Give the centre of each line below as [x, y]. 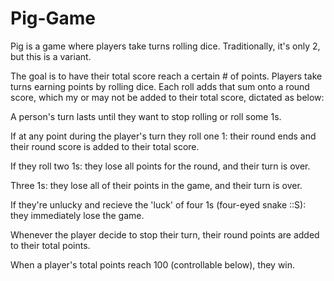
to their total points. [50, 245]
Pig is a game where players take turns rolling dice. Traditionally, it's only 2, [165, 46]
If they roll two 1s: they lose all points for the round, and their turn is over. [160, 166]
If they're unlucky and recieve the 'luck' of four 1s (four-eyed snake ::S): [158, 204]
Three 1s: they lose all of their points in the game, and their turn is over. [156, 185]
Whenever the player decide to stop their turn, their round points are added [165, 234]
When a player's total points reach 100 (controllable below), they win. [153, 264]
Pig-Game [53, 18]
